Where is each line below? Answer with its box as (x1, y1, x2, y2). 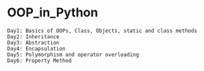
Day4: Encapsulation (7, 45, 66, 52)
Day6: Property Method (7, 57, 72, 64)
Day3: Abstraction (7, 39, 60, 46)
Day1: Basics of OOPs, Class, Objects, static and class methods (7, 27, 197, 34)
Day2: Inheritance (7, 33, 60, 40)
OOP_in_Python (7, 5, 99, 20)
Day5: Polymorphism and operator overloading (7, 51, 139, 58)
